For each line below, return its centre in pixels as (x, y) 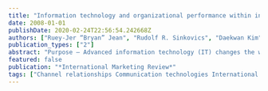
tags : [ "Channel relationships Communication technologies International (134, 74)
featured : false (35, 60)
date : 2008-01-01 (37, 23)
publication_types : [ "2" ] (51, 45)
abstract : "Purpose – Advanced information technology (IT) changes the (132, 52)
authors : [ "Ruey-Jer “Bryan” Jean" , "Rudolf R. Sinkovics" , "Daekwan (126, 38)
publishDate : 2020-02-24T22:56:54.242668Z (80, 30)
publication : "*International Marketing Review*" (93, 67)
